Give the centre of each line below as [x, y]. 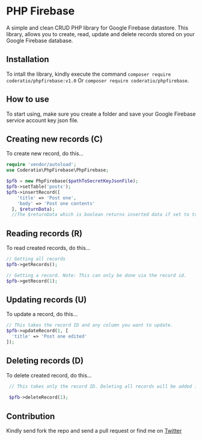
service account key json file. [43, 120]
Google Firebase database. [40, 40]
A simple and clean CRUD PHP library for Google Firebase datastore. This [97, 28]
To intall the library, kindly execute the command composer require [89, 74]
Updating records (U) [47, 299]
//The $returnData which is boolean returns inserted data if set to [100, 215]
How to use [28, 100]
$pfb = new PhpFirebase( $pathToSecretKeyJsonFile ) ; [72, 181]
